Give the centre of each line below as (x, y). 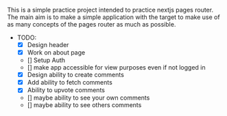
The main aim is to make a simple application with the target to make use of (114, 17)
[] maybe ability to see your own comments (88, 98)
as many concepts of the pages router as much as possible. (92, 24)
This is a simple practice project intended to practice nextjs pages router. (110, 10)
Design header (48, 45)
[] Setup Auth (46, 60)
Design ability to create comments (76, 75)
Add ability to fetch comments (70, 83)
